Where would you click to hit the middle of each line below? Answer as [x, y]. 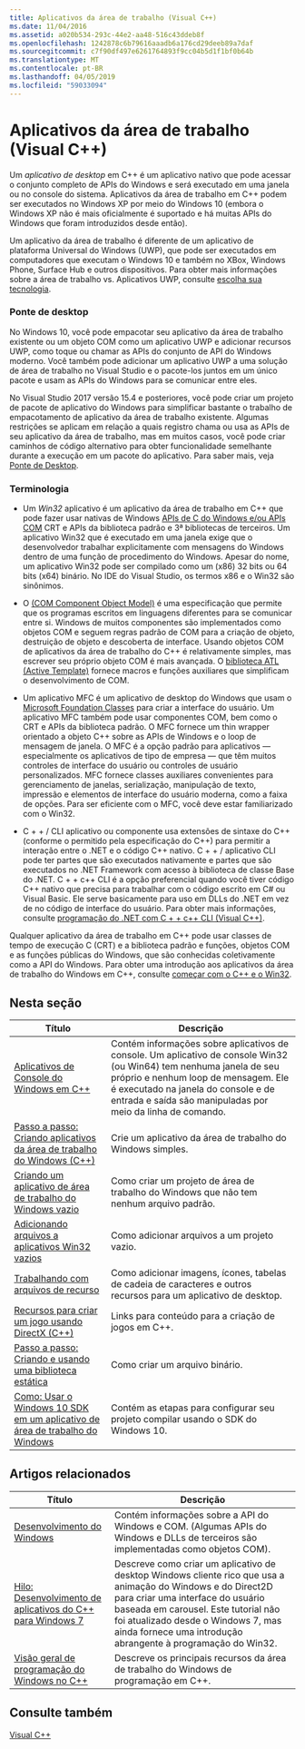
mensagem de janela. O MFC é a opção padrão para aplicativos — [146, 746]
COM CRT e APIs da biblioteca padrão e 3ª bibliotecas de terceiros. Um [156, 528]
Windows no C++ [51, 1680]
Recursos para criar [56, 1310]
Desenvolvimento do [58, 1526]
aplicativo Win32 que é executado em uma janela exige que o [138, 537]
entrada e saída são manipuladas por [189, 1100]
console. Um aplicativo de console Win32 [199, 1055]
